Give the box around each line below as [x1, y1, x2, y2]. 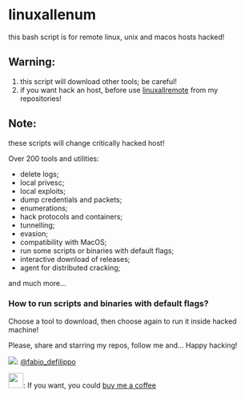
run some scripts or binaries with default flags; [19, 246, 175, 255]
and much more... [8, 278, 66, 287]
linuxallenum [8, 6, 96, 24]
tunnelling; [19, 220, 55, 230]
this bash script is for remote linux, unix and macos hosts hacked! [8, 32, 225, 42]
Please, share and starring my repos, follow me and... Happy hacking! [8, 340, 238, 350]
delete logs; [19, 169, 59, 179]
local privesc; [19, 178, 65, 187]
